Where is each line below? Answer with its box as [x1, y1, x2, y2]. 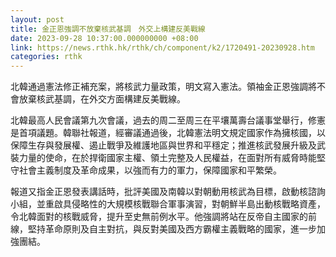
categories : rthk [10, 52, 83, 62]
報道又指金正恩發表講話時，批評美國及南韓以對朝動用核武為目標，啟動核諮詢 [10, 186, 326, 198]
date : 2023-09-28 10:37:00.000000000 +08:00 [10, 33, 199, 43]
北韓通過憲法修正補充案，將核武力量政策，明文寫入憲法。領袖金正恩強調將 [10, 81, 317, 93]
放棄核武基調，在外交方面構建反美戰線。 [18, 93, 186, 105]
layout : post [10, 14, 65, 25]
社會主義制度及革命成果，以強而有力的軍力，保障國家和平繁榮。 [18, 164, 282, 176]
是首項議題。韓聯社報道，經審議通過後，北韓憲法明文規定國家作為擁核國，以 [10, 127, 326, 139]
